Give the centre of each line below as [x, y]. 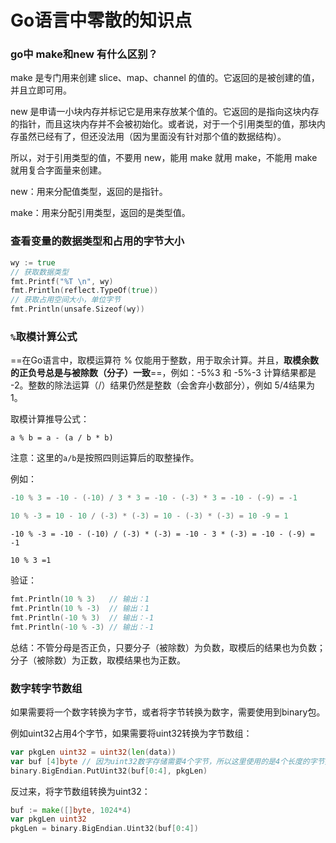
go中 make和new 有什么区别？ [84, 54]
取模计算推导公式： [50, 419]
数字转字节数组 [46, 688]
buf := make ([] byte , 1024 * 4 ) [71, 810]
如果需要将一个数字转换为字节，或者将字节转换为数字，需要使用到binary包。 [168, 712]
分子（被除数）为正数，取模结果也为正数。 [98, 660]
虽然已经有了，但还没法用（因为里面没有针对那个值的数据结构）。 [152, 137]
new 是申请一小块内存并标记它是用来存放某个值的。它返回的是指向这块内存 [165, 112]
